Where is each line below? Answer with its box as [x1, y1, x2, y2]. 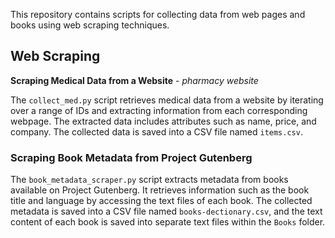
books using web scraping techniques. [10, 19, 170, 31]
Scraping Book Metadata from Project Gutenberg [10, 150, 253, 164]
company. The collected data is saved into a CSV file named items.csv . [10, 125, 303, 138]
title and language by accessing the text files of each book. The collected [10, 195, 313, 207]
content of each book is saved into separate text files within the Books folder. [10, 216, 326, 228]
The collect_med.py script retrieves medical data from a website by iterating [10, 94, 324, 106]
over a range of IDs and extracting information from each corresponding [10, 104, 308, 116]
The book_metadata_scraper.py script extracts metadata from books [10, 174, 289, 186]
